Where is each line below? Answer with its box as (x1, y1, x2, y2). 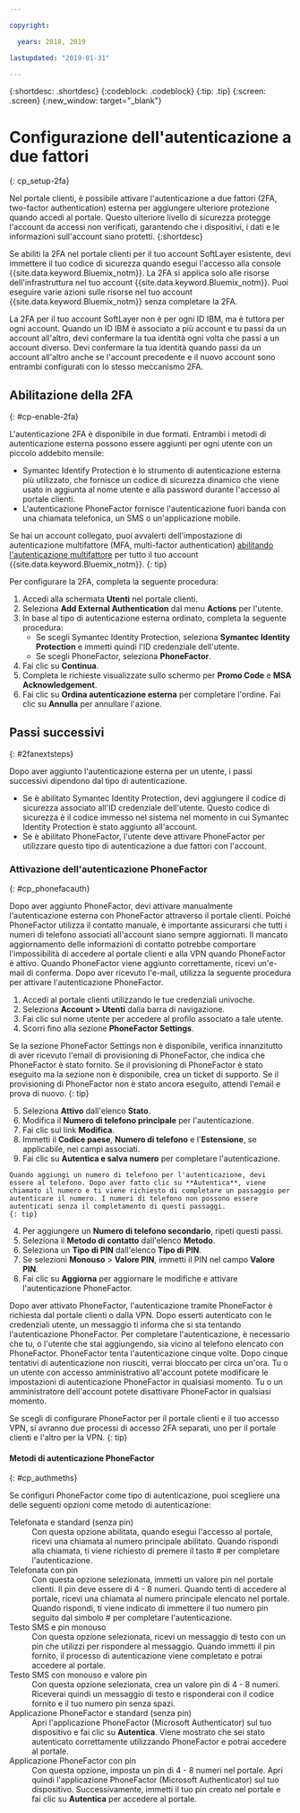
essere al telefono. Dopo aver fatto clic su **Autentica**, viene (9, 1178, 267, 1188)
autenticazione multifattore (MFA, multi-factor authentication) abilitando (9, 540, 274, 550)
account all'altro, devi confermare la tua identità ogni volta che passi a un (9, 333, 280, 344)
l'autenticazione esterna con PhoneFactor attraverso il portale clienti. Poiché (9, 911, 291, 921)
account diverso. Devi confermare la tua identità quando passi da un (9, 342, 261, 353)
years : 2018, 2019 (17, 37, 87, 46)
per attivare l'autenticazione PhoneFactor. (9, 977, 164, 988)
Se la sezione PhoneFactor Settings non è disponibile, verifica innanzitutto (9, 1041, 284, 1052)
